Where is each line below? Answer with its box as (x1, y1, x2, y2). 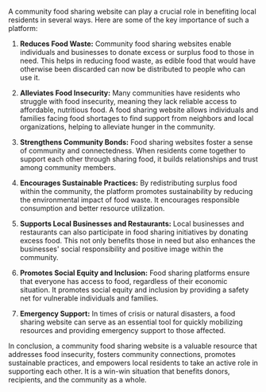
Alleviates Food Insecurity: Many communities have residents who (19, 88, 241, 98)
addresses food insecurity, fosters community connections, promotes (8, 350, 236, 359)
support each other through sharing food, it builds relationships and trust (19, 154, 258, 164)
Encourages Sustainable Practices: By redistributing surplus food (19, 178, 237, 188)
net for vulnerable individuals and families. (19, 293, 159, 303)
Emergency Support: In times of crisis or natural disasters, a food (19, 309, 236, 318)
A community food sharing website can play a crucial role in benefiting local (8, 7, 256, 16)
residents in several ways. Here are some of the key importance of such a (8, 15, 249, 25)
